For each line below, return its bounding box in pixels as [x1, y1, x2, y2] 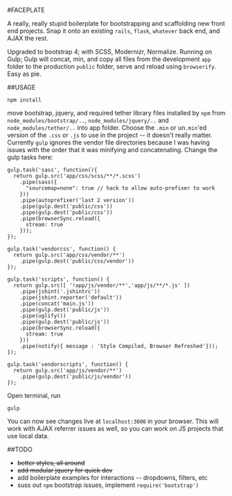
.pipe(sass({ [19, 179, 57, 185]
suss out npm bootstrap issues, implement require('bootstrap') [17, 481, 199, 489]
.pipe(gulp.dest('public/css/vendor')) [19, 258, 135, 265]
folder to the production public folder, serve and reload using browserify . [7, 63, 217, 70]
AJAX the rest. [7, 34, 48, 42]
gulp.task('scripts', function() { [7, 276, 110, 283]
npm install [7, 97, 42, 104]
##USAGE [7, 83, 36, 91]
